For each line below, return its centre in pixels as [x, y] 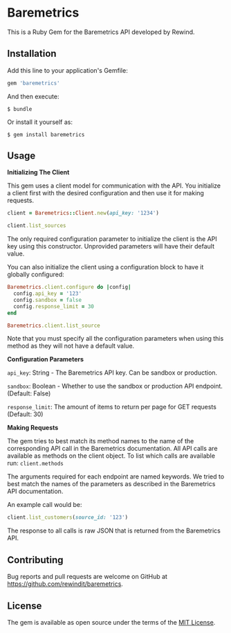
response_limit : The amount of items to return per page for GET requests [112, 407]
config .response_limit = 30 [54, 306]
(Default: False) [29, 393]
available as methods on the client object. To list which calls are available [111, 456]
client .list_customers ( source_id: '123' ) [68, 517]
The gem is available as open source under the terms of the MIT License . [111, 622]
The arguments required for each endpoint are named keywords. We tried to [116, 476]
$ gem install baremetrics [46, 134]
